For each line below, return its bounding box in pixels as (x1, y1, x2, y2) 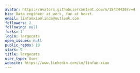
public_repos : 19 (5, 43, 40, 48)
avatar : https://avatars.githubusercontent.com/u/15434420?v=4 (5, 7, 136, 12)
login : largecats (5, 34, 40, 39)
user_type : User (5, 56, 38, 61)
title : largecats (5, 51, 40, 57)
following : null (5, 25, 38, 30)
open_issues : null (5, 38, 42, 43)
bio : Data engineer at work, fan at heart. (5, 12, 94, 16)
